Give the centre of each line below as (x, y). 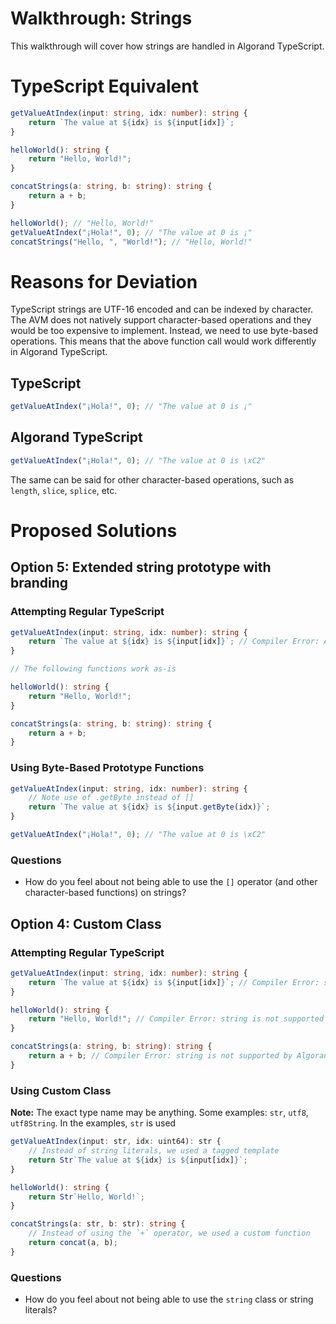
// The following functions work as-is (93, 669)
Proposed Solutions (94, 530)
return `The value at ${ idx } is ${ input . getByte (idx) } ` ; (149, 807)
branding (39, 583)
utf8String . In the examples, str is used (93, 1123)
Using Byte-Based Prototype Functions (107, 768)
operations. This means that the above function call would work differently (163, 341)
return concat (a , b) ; (73, 1243)
